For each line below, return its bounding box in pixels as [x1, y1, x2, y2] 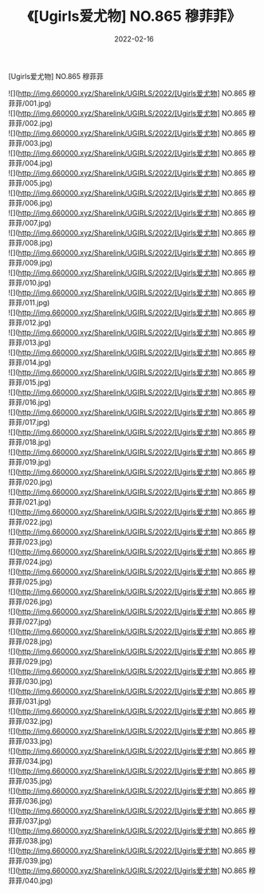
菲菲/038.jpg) [8, 836, 53, 845]
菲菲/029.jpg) [8, 656, 53, 666]
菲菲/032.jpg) [8, 716, 53, 726]
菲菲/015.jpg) [8, 377, 52, 387]
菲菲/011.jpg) [8, 297, 50, 307]
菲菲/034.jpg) [8, 756, 53, 765]
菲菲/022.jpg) [8, 517, 53, 526]
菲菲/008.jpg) [8, 238, 53, 247]
